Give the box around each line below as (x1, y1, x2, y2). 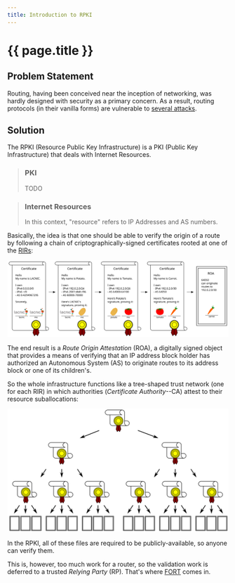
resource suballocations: (7, 395, 79, 403)
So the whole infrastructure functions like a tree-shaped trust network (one (7, 380, 224, 388)
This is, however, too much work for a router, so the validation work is (7, 560, 208, 569)
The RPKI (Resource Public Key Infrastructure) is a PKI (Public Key (7, 143, 199, 151)
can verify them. (7, 546, 55, 555)
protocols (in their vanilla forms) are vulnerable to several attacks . (7, 104, 198, 113)
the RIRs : (7, 246, 34, 255)
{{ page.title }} (7, 42, 94, 58)
